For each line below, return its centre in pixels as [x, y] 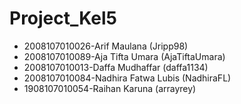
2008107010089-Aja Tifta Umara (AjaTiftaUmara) [124, 56]
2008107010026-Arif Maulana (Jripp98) [106, 46]
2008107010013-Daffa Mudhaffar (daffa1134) [116, 67]
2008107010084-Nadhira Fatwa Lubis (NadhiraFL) [127, 78]
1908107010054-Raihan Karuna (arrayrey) [110, 88]
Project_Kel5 [63, 18]
